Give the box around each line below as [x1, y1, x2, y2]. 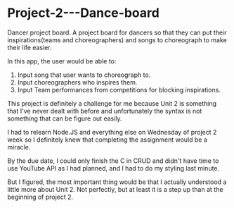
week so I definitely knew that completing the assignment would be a [7, 135, 207, 144]
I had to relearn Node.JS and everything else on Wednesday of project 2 [7, 128, 217, 136]
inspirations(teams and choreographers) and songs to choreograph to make [7, 35, 227, 44]
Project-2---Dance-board [7, 5, 160, 21]
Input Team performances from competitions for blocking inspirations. [17, 85, 221, 94]
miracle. [7, 142, 31, 151]
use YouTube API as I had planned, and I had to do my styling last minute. [7, 164, 220, 172]
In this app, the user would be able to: [7, 56, 117, 65]
